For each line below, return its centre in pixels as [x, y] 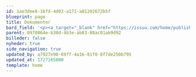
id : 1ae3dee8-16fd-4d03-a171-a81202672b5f [58, 11]
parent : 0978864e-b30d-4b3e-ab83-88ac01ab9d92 [64, 33]
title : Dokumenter [28, 22]
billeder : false [26, 38]
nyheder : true [23, 44]
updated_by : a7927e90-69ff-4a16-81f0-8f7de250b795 [69, 54]
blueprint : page [26, 17]
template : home [24, 65]
